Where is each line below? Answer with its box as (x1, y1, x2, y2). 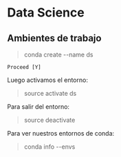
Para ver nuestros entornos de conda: (7, 129, 115, 137)
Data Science (7, 5, 85, 21)
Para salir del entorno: (7, 103, 70, 111)
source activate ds (23, 90, 77, 97)
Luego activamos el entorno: (7, 76, 88, 84)
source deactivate (23, 116, 76, 124)
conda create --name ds (23, 50, 93, 59)
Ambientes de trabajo (7, 32, 102, 44)
